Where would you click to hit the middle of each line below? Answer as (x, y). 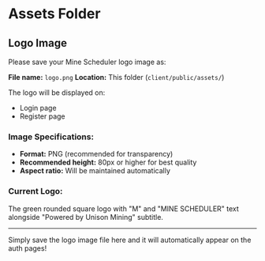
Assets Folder (54, 14)
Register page (42, 116)
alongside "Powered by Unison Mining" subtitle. (86, 217)
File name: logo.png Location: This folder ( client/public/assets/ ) (116, 77)
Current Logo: (35, 191)
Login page (38, 108)
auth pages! (28, 248)
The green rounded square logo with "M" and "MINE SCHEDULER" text (123, 208)
